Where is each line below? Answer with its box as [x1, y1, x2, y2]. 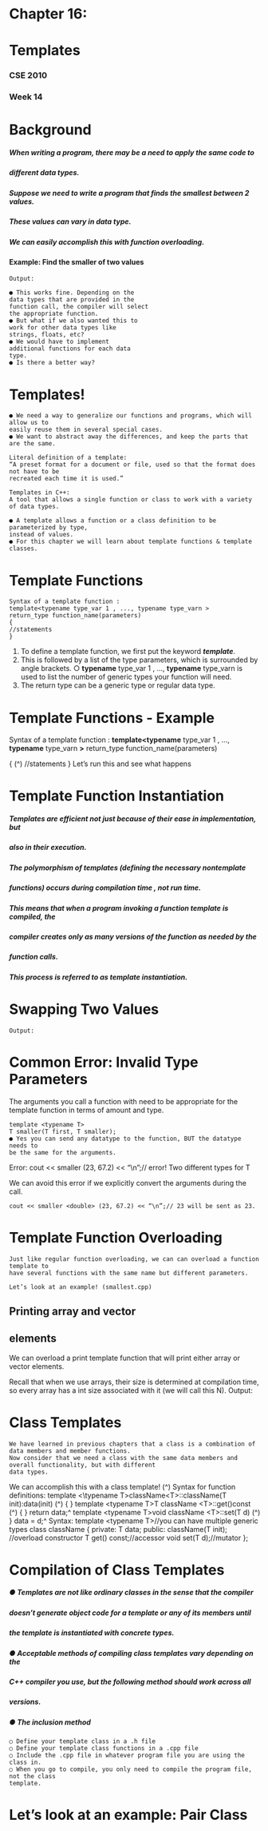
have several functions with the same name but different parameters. [9, 1269, 249, 1277]
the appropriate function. [9, 309, 99, 318]
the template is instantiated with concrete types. [9, 1628, 175, 1638]
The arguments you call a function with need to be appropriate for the [9, 1096, 238, 1106]
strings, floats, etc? [9, 331, 85, 339]
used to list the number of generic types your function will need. [20, 672, 232, 682]
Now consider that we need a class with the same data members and [9, 1454, 238, 1462]
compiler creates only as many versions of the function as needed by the [9, 931, 258, 941]
